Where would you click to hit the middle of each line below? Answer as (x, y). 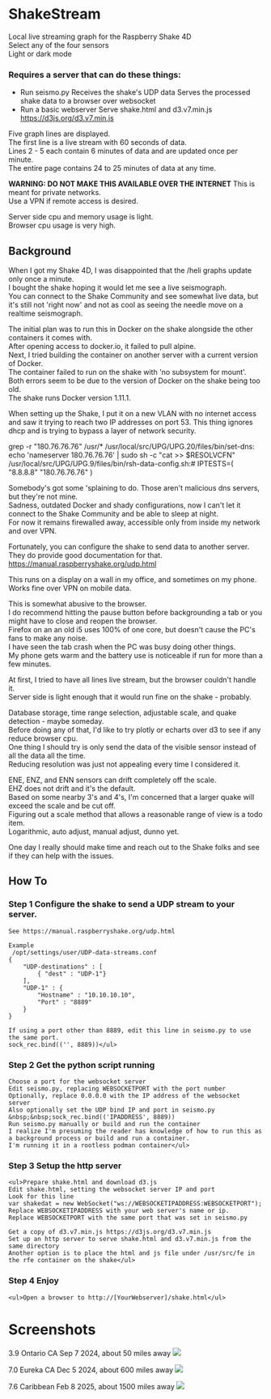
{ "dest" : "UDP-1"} (72, 974)
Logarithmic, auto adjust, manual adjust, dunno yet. (94, 831)
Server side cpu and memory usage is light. (81, 217)
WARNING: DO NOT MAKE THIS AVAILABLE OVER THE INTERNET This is (132, 184)
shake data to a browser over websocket (88, 101)
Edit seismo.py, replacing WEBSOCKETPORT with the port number (117, 1089)
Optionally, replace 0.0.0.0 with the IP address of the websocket (125, 1096)
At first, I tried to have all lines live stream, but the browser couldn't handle (132, 680)
